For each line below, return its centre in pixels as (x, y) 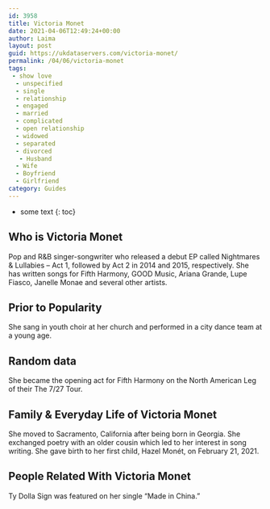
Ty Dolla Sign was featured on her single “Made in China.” (104, 496)
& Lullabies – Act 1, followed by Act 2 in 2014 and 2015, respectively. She (129, 265)
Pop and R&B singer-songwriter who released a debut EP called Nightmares (134, 256)
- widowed (32, 136)
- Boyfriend (36, 174)
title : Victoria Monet (46, 23)
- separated (36, 143)
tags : (17, 69)
